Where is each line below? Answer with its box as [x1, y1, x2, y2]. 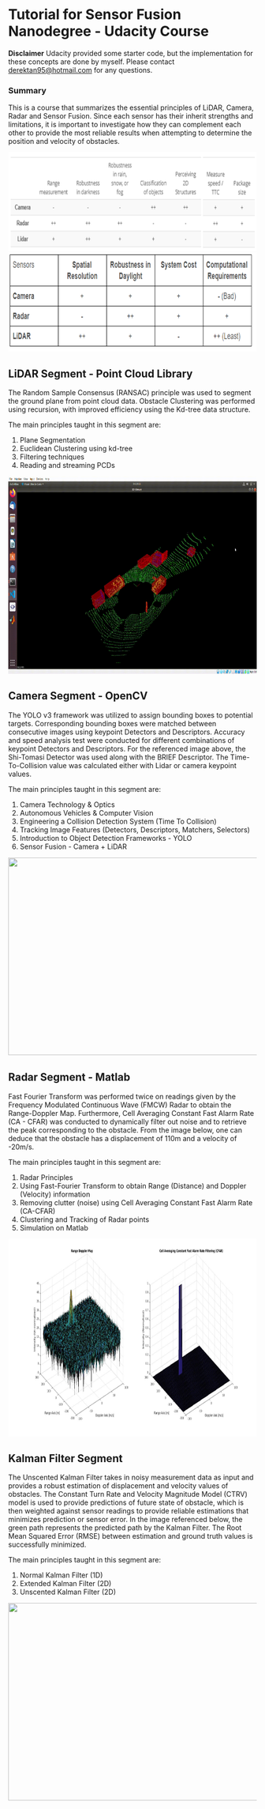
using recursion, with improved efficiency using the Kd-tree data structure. [8, 405, 251, 414]
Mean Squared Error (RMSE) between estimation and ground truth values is [8, 1532, 253, 1541]
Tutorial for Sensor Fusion [8, 6, 181, 24]
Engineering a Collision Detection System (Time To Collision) [19, 816, 217, 826]
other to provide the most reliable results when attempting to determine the [8, 128, 252, 138]
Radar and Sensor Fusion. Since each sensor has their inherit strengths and [8, 111, 254, 121]
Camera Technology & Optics [19, 800, 116, 809]
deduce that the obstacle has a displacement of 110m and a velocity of [8, 1133, 237, 1143]
